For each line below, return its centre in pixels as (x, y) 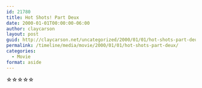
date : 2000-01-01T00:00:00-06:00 (48, 23)
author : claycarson (31, 29)
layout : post (23, 34)
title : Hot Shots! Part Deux (43, 17)
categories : (21, 51)
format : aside (24, 62)
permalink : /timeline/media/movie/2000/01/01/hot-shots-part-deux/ (93, 46)
